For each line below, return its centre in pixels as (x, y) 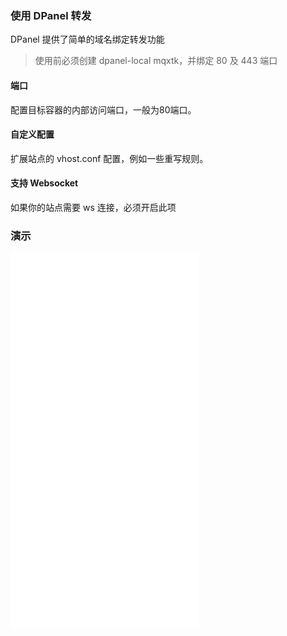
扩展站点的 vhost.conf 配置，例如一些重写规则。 (109, 158)
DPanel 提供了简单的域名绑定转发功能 (87, 39)
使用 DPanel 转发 (51, 15)
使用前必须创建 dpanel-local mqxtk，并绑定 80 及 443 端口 (156, 61)
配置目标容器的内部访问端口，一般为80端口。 (103, 109)
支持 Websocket (44, 183)
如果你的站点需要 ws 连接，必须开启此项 (93, 207)
